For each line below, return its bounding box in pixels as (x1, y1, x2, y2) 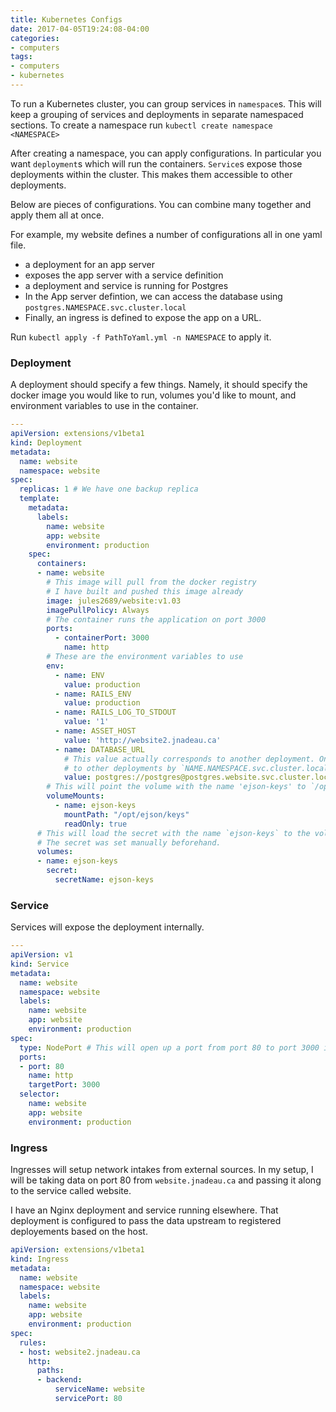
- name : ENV (54, 670, 105, 680)
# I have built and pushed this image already (46, 586, 244, 596)
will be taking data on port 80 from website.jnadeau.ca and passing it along (10, 1174, 322, 1186)
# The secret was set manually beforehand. (36, 837, 222, 848)
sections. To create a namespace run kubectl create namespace (10, 119, 273, 131)
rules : (19, 1337, 47, 1348)
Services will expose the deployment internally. (10, 921, 205, 933)
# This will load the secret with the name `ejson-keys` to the (36, 828, 311, 838)
